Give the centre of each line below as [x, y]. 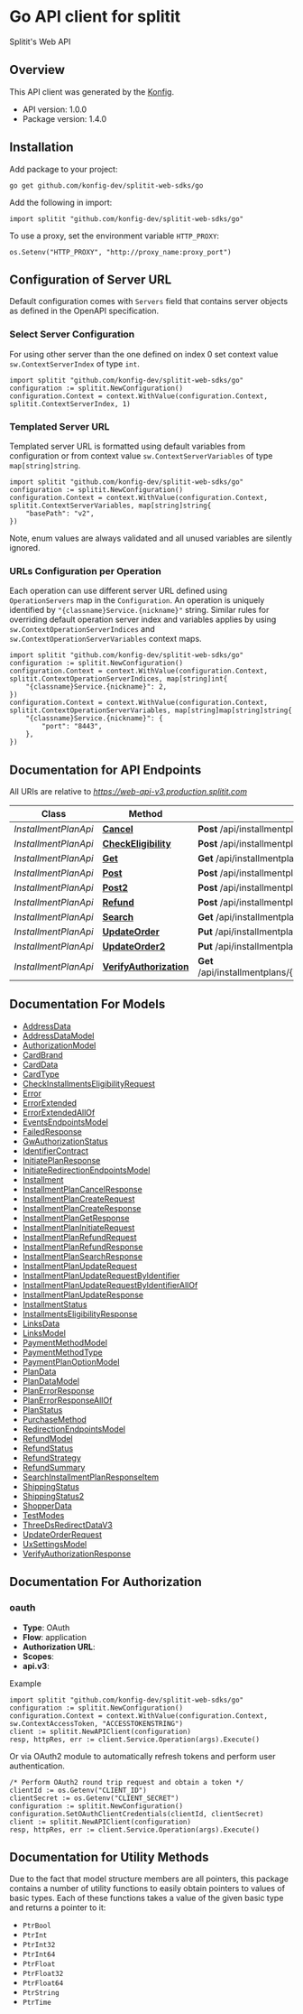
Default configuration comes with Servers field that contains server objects [149, 302]
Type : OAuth [46, 1628]
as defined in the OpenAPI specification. [84, 311]
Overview [37, 70]
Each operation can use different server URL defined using [119, 591]
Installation [41, 148]
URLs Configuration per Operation [86, 571]
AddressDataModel [58, 1035]
